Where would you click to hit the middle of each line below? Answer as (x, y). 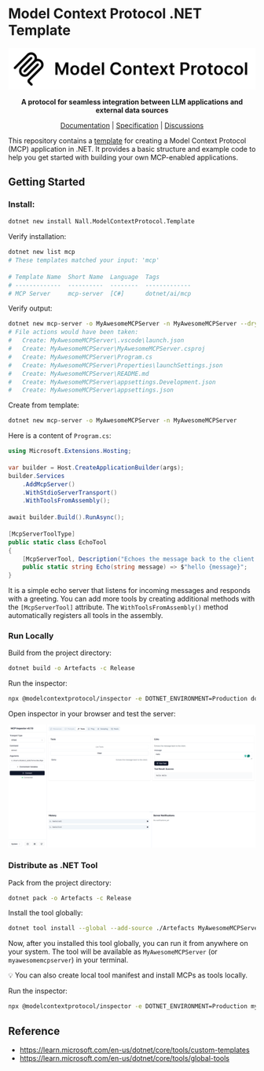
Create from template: (44, 405)
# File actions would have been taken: (73, 332)
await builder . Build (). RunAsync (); (66, 517)
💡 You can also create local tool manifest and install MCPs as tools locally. (128, 975)
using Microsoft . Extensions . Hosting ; (70, 451)
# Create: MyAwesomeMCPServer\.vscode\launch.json (96, 340)
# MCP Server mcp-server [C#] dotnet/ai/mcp (100, 293)
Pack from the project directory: (60, 882)
